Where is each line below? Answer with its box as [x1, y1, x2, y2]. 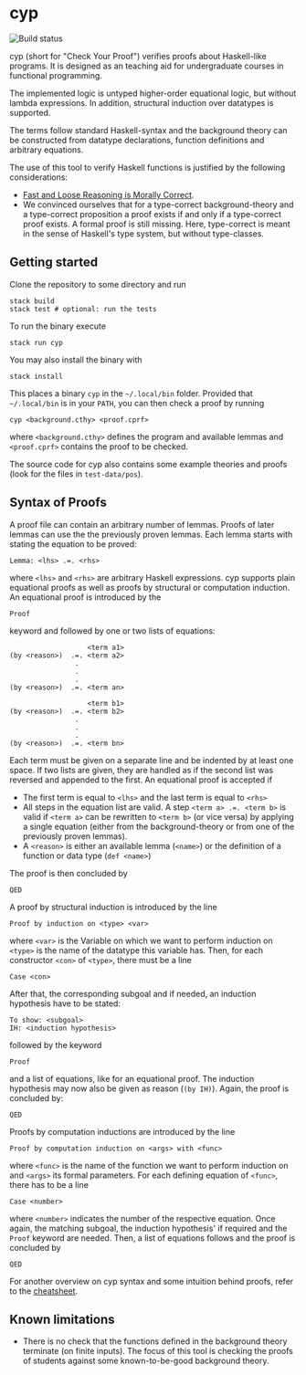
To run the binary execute [9, 320, 107, 331]
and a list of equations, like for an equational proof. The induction [9, 1073, 255, 1084]
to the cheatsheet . [9, 1286, 79, 1296]
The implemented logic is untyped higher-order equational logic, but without [9, 88, 297, 99]
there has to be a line [9, 1179, 90, 1190]
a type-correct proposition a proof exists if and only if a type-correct [22, 208, 281, 219]
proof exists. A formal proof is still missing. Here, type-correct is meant [22, 218, 290, 229]
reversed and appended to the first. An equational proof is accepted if [9, 774, 272, 785]
